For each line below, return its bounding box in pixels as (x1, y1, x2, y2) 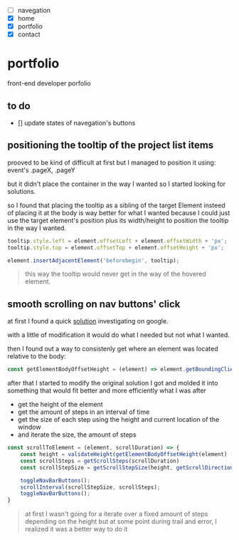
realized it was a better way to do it (24, 525, 128, 534)
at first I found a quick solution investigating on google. (7, 317, 169, 326)
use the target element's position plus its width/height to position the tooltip (7, 216, 229, 224)
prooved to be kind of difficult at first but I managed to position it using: (7, 158, 216, 167)
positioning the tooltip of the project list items (7, 139, 214, 152)
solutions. (7, 187, 36, 195)
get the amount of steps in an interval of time (17, 407, 150, 416)
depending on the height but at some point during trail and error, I (24, 517, 217, 526)
